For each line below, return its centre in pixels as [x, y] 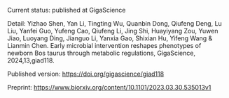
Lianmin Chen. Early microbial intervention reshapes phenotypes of [104, 46]
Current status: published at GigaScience [67, 10]
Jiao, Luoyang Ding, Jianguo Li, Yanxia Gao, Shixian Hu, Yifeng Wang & [110, 38]
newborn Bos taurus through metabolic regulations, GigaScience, [102, 53]
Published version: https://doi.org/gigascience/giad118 [86, 74]
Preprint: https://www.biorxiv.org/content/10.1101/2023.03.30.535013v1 [109, 87]
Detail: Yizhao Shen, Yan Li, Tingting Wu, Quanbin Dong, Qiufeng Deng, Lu [114, 23]
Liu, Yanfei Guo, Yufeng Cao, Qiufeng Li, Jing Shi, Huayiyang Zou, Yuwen [113, 31]
